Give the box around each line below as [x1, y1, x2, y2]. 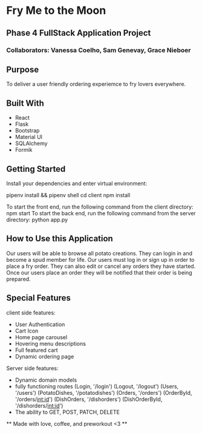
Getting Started [6, 164, 66, 174]
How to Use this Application [6, 233, 113, 244]
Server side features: [6, 364, 59, 372]
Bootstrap [15, 127, 40, 134]
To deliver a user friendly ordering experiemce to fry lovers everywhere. [6, 80, 186, 88]
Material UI [15, 134, 43, 141]
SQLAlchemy [15, 140, 48, 147]
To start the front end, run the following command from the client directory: [6, 203, 194, 210]
